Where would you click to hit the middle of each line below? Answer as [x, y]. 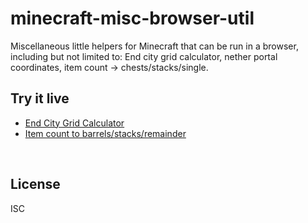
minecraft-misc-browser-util [132, 18]
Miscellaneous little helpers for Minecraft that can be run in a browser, [154, 46]
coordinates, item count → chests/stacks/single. [109, 67]
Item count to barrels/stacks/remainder [105, 133]
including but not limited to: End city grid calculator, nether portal [144, 56]
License [35, 184]
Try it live [40, 98]
